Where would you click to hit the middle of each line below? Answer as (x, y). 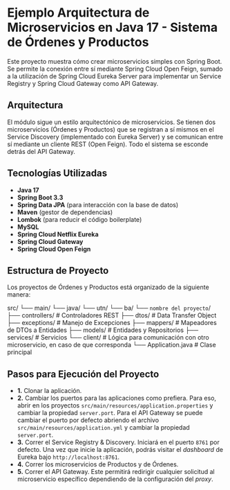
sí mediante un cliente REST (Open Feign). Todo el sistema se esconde (108, 144)
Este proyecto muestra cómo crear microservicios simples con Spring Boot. (115, 61)
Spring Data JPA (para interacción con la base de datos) (98, 204)
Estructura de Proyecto (58, 271)
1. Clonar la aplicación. (49, 391)
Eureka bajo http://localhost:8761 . (68, 457)
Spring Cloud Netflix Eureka (58, 234)
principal (20, 352)
